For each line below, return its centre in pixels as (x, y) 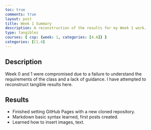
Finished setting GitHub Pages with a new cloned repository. (74, 112)
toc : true (15, 10)
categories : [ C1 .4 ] (25, 42)
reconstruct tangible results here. (39, 84)
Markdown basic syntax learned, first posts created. (65, 117)
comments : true (21, 14)
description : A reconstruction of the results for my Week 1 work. (76, 28)
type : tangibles (22, 33)
